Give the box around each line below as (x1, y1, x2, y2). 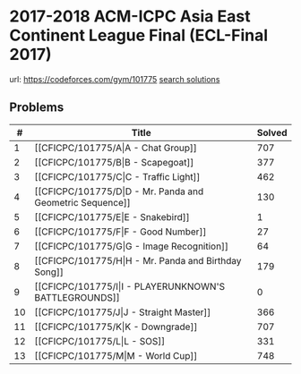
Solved (256, 126, 288, 139)
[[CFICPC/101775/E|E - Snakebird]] (34, 210, 190, 223)
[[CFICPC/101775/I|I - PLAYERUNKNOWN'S (34, 280, 226, 293)
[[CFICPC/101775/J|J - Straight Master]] (34, 306, 211, 319)
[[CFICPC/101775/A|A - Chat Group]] (34, 141, 197, 154)
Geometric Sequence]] (34, 196, 132, 208)
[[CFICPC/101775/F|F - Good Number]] (34, 225, 207, 238)
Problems (9, 100, 64, 115)
